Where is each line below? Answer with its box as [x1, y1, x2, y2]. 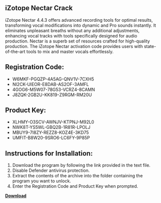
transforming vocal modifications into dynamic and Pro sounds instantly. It [5, 22, 157, 28]
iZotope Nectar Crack [5, 4, 73, 12]
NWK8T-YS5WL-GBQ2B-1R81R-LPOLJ [12, 124, 90, 130]
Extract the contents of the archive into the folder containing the [12, 173, 143, 179]
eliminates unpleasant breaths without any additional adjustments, [5, 27, 140, 34]
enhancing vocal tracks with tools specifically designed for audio [5, 33, 137, 39]
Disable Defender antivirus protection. [12, 167, 90, 173]
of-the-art [5, 48, 26, 54]
